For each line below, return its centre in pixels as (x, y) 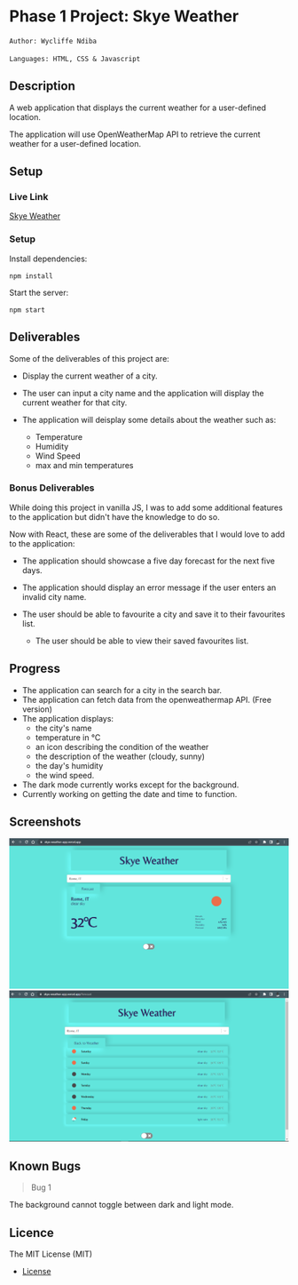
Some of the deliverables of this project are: (90, 358)
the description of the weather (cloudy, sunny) (120, 756)
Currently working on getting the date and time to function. (129, 794)
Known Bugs (45, 1166)
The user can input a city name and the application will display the (143, 393)
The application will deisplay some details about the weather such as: (149, 419)
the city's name (63, 728)
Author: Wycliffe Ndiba (53, 41)
